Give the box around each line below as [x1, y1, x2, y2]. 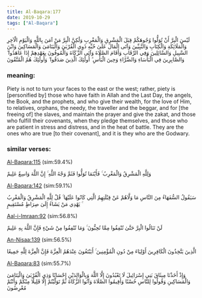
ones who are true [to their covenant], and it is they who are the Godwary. [7, 130, 190, 137]
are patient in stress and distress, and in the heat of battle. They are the [7, 123, 184, 130]
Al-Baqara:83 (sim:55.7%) [7, 260, 72, 267]
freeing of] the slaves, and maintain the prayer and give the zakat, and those [7, 111, 196, 118]
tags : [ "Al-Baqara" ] [7, 20, 59, 26]
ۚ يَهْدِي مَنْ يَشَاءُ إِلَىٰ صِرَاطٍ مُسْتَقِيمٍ [7, 200, 82, 207]
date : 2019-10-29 [7, 14, 50, 20]
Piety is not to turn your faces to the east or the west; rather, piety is [7, 85, 176, 92]
